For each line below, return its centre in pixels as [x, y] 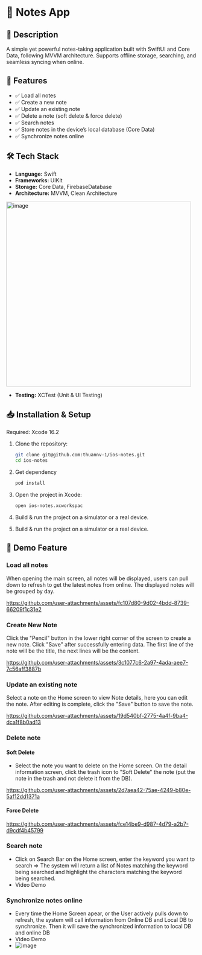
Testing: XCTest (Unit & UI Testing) [58, 395]
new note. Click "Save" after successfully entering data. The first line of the [100, 644]
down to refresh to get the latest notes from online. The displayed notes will [100, 584]
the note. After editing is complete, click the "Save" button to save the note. [100, 704]
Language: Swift [36, 174]
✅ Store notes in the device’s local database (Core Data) [85, 129]
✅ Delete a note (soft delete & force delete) [68, 116]
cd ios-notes [31, 461]
